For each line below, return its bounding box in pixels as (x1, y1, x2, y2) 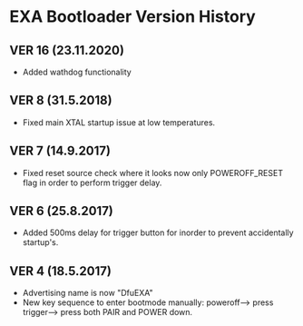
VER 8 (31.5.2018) (9, 93, 112, 108)
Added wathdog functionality (22, 66, 132, 77)
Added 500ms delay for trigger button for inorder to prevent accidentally (22, 227, 294, 238)
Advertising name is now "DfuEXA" (22, 288, 154, 299)
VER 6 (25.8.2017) (9, 203, 113, 219)
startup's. (22, 237, 59, 248)
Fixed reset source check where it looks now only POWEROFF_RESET (22, 167, 284, 178)
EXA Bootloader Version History (9, 6, 256, 27)
